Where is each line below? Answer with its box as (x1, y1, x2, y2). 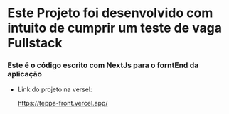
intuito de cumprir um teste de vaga (7, 20, 223, 36)
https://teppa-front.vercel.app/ (17, 99, 108, 108)
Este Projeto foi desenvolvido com (7, 5, 213, 21)
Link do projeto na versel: (17, 85, 92, 93)
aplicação (7, 69, 43, 79)
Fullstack (7, 35, 63, 51)
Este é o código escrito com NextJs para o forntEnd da (7, 60, 199, 70)
